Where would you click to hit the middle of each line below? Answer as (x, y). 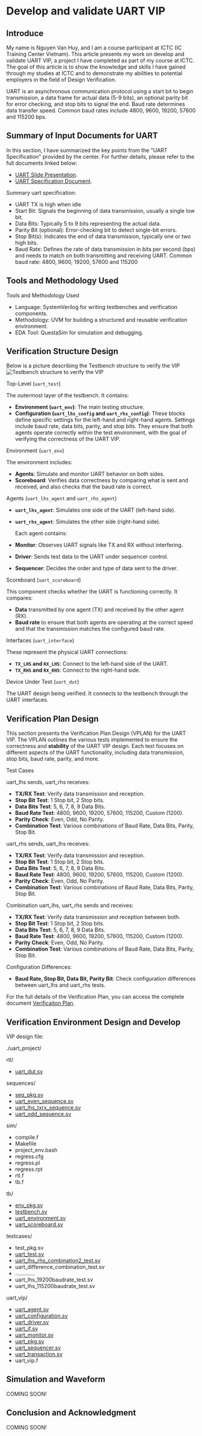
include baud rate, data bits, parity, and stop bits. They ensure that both (104, 426)
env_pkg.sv (29, 1205)
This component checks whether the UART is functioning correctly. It (92, 592)
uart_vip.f (26, 1361)
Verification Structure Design (62, 351)
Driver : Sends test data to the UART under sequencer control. (91, 557)
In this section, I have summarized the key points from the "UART (87, 150)
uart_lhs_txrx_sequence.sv (48, 1108)
